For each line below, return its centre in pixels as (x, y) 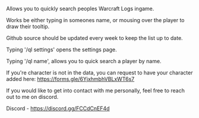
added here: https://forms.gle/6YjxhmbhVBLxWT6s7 (70, 79)
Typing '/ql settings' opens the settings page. (61, 49)
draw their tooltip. (28, 27)
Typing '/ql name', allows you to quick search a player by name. (84, 61)
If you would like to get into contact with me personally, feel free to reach (96, 91)
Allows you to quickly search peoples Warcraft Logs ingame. (80, 9)
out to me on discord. (32, 97)
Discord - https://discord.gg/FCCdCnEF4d (58, 108)
